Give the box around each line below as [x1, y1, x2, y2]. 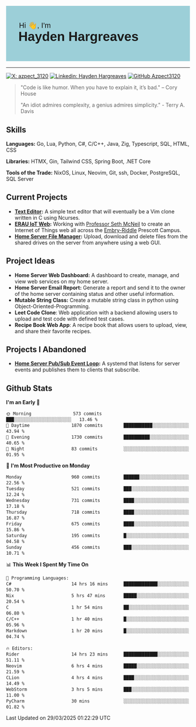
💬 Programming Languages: [6, 575, 69, 581]
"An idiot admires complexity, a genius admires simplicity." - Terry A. [20, 101, 185, 108]
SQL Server [6, 176, 34, 182]
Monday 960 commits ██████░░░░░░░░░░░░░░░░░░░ [6, 475, 190, 480]
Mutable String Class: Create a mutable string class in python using [14, 296, 179, 303]
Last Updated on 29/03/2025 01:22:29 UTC [6, 715, 111, 722]
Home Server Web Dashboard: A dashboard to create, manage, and [14, 271, 180, 278]
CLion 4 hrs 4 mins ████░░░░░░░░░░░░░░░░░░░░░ [6, 675, 190, 681]
